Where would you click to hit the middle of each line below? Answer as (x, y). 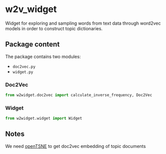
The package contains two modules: (43, 56)
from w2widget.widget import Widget (44, 119)
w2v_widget (31, 9)
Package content (33, 45)
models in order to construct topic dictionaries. (54, 28)
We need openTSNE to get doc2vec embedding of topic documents (76, 146)
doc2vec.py (24, 66)
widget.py (23, 72)
